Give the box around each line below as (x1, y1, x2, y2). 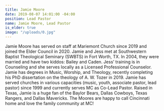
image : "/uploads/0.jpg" (5, 30, 56, 35)
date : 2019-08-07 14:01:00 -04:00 (5, 12, 76, 17)
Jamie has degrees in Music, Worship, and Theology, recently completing (5, 69, 153, 75)
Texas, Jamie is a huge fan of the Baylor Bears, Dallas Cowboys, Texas (5, 90, 147, 96)
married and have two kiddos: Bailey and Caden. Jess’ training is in (5, 59, 140, 65)
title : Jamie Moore (5, 7, 45, 12)
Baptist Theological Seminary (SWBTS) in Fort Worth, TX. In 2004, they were (5, 54, 159, 59)
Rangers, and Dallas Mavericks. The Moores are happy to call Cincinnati (5, 95, 150, 101)
